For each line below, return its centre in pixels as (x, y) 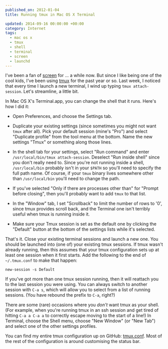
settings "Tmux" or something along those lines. (62, 142)
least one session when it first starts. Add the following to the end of (76, 255)
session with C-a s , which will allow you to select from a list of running (78, 290)
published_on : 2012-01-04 (32, 10)
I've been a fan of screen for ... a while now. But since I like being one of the (83, 76)
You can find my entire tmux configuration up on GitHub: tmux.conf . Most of (83, 336)
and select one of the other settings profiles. (51, 326)
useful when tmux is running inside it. (51, 214)
